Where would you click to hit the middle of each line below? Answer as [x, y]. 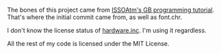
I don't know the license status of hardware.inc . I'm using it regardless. [107, 30]
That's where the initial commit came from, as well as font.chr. [95, 17]
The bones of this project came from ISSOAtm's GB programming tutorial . [110, 10]
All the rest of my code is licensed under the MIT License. [88, 43]
